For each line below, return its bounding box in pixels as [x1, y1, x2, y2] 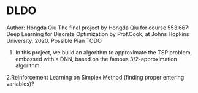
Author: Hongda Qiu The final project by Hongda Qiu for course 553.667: [6, 24, 190, 31]
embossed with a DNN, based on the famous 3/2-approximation [15, 55, 178, 62]
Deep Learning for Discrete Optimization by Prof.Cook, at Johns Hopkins [6, 30, 189, 37]
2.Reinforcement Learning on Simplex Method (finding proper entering [6, 73, 185, 81]
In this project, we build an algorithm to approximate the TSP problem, [15, 48, 192, 56]
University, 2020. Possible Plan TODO [6, 37, 102, 44]
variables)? [6, 80, 35, 87]
